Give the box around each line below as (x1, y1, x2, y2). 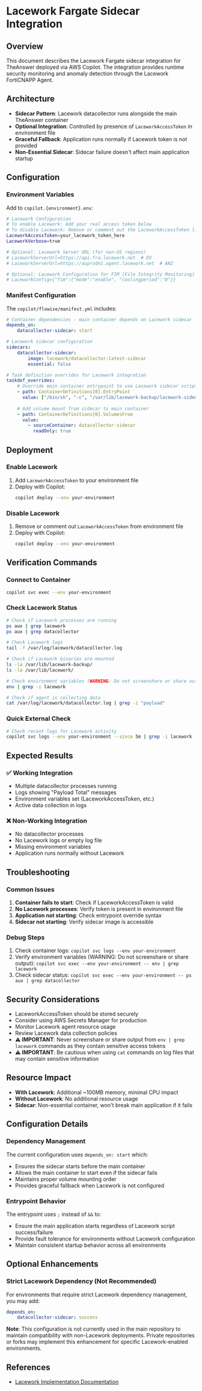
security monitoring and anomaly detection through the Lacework (6, 70, 169, 77)
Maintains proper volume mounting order (14, 1175, 117, 1183)
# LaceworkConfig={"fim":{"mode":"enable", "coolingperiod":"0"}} (6, 277, 176, 283)
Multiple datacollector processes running (14, 782, 117, 789)
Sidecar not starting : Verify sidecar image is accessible (14, 918, 154, 925)
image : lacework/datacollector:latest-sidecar (28, 355, 147, 362)
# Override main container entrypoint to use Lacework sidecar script (17, 383, 198, 389)
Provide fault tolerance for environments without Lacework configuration (14, 1235, 195, 1242)
